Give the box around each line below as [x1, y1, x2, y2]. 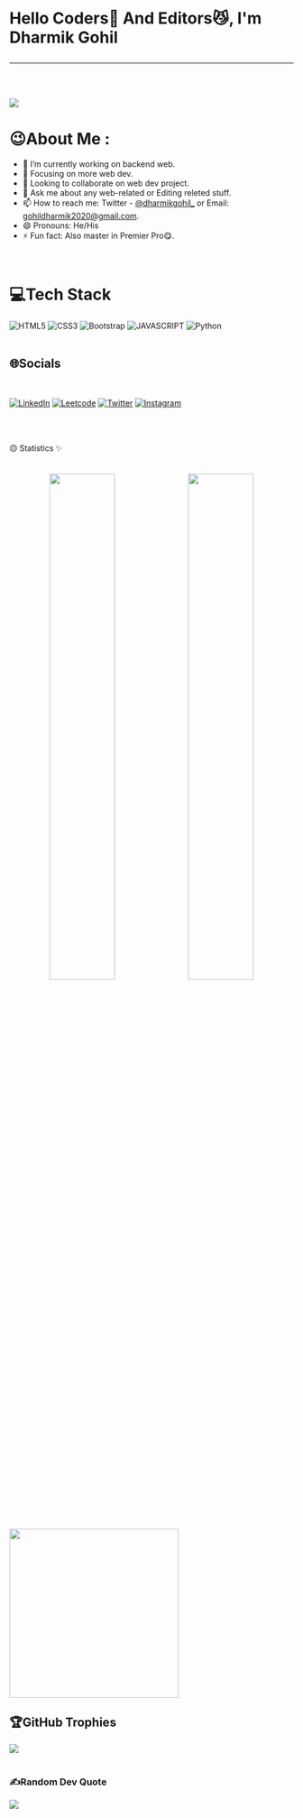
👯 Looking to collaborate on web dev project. [22, 178, 189, 188]
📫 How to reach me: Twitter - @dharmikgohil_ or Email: [22, 197, 230, 208]
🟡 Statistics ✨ [9, 442, 63, 454]
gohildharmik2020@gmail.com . [22, 211, 140, 222]
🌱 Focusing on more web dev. [22, 169, 133, 179]
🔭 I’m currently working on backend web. [22, 159, 176, 170]
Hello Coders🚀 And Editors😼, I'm [9, 8, 262, 29]
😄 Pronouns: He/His [22, 220, 99, 231]
